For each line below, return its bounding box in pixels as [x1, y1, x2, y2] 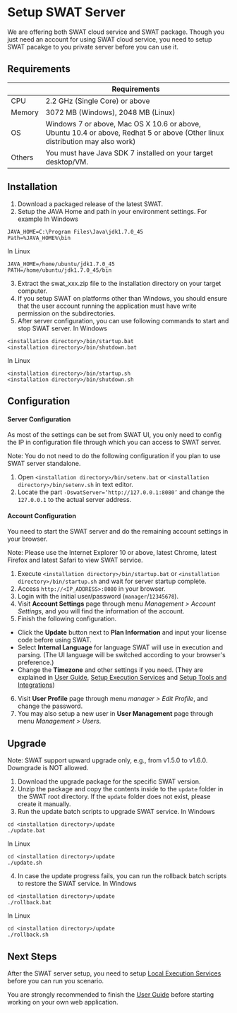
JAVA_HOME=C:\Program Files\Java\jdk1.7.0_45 [7, 228, 143, 235]
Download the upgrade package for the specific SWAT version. [17, 777, 201, 786]
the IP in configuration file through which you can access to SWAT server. [7, 438, 221, 447]
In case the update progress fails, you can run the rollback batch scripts [17, 872, 227, 880]
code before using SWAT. [17, 636, 92, 645]
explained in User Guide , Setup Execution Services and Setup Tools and [17, 673, 227, 682]
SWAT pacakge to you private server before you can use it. [7, 42, 178, 51]
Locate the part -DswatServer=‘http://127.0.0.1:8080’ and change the [17, 488, 225, 496]
